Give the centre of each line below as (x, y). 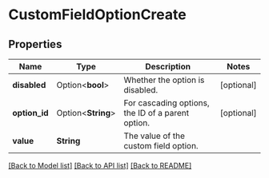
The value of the (155, 136)
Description (168, 67)
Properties (35, 44)
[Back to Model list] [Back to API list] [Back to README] (100, 166)
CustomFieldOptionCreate (97, 15)
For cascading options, (167, 103)
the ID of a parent (157, 113)
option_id (31, 113)
